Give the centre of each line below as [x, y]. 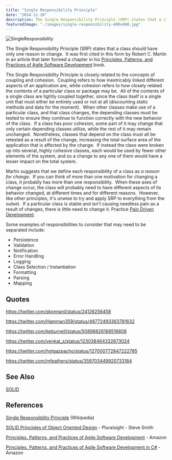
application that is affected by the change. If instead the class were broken [85, 145]
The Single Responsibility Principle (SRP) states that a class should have [82, 48]
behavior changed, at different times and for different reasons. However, [82, 193]
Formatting [24, 272]
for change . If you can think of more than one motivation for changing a [82, 177]
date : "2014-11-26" [27, 15]
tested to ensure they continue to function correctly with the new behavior [84, 118]
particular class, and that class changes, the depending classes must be [82, 113]
